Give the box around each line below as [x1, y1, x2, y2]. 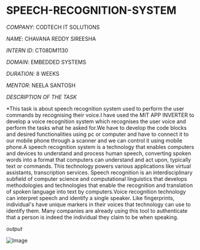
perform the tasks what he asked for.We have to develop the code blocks [6, 124, 187, 131]
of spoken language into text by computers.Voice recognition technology [6, 187, 186, 195]
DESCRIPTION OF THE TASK [6, 93, 77, 100]
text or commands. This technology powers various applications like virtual [6, 162, 192, 169]
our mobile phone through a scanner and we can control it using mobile [6, 136, 183, 144]
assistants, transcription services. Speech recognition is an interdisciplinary [6, 169, 193, 176]
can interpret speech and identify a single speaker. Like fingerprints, [6, 194, 175, 201]
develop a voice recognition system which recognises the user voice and [6, 118, 186, 125]
